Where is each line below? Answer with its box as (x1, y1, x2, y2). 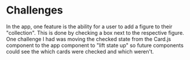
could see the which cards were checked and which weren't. (6, 48, 155, 55)
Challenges (6, 4, 63, 17)
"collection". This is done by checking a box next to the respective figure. (6, 29, 185, 36)
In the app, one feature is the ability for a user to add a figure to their (6, 23, 173, 30)
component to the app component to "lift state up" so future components (6, 42, 184, 49)
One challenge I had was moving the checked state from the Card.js (6, 35, 171, 42)
